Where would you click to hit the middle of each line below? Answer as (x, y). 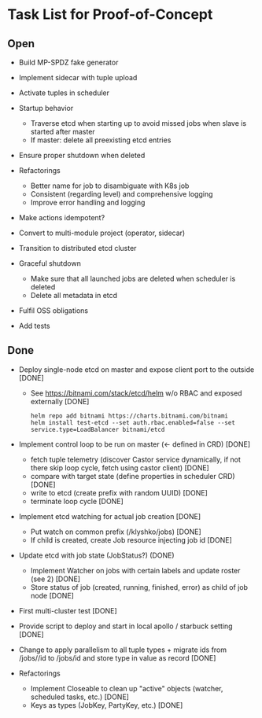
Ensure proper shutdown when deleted (82, 155)
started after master (63, 132)
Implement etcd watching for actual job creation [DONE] (110, 516)
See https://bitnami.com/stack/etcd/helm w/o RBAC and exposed (136, 393)
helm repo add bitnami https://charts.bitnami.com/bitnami (129, 416)
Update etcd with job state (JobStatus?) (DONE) (96, 555)
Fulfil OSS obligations (53, 311)
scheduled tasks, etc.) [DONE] (79, 697)
